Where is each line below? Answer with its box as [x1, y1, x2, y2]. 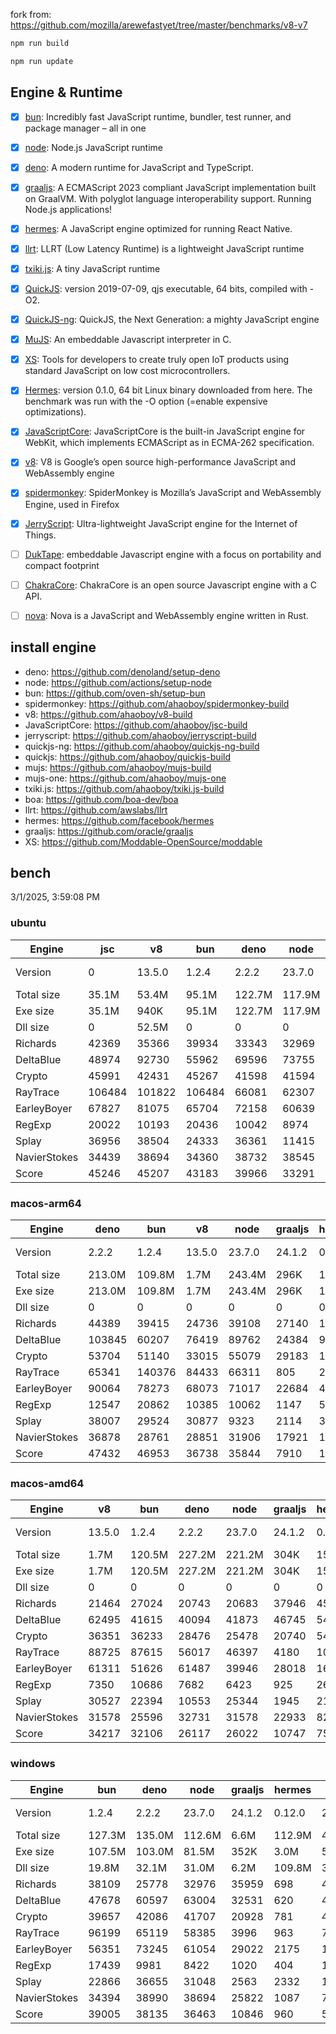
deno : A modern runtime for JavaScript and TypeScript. [24, 161, 254, 173]
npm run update [10, 56, 74, 66]
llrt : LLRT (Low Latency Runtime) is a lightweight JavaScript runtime [24, 242, 305, 254]
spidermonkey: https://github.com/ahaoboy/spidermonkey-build [24, 697, 290, 709]
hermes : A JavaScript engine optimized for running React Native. [24, 222, 293, 234]
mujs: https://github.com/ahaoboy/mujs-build [24, 761, 212, 773]
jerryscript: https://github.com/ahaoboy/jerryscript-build [24, 729, 257, 741]
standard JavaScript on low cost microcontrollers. [24, 365, 231, 377]
